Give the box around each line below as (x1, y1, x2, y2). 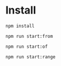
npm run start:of (5, 44, 48, 49)
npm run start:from (5, 33, 53, 39)
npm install (5, 23, 35, 29)
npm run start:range (5, 54, 56, 60)
